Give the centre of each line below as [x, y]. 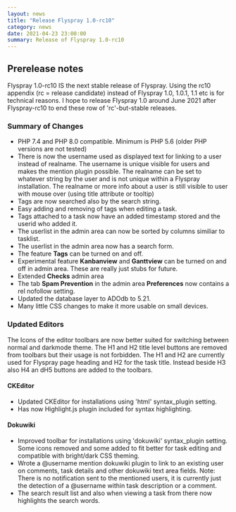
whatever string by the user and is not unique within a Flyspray [109, 179]
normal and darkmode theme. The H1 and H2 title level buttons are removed [117, 347]
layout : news [26, 14]
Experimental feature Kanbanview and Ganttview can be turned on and [122, 261]
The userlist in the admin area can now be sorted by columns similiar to [121, 231]
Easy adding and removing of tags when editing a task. [97, 209]
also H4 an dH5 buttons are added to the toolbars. [80, 370]
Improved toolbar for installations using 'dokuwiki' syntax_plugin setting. [122, 440]
